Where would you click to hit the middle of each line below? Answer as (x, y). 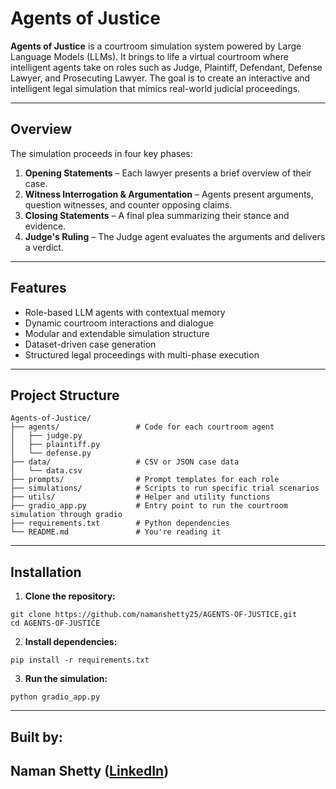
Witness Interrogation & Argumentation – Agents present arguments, (169, 194)
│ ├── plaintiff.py (55, 445)
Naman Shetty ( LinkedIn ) (90, 770)
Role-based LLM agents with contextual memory (125, 312)
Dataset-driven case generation (90, 344)
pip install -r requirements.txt (80, 660)
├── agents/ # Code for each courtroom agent (142, 427)
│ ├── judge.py (46, 436)
